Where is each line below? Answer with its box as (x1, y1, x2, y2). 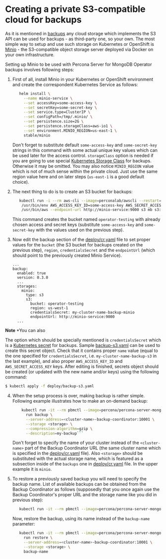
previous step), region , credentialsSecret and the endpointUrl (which (12, 247, 155, 253)
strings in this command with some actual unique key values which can (12, 147, 158, 153)
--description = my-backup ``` (25, 431, 84, 436)
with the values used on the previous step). (36, 227, 124, 233)
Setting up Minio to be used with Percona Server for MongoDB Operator (5, 61, 152, 67)
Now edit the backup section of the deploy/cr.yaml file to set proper (12, 236, 151, 242)
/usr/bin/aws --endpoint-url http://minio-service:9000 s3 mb (21, 208, 153, 213)
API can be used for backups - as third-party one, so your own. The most (5, 36, 155, 42)
